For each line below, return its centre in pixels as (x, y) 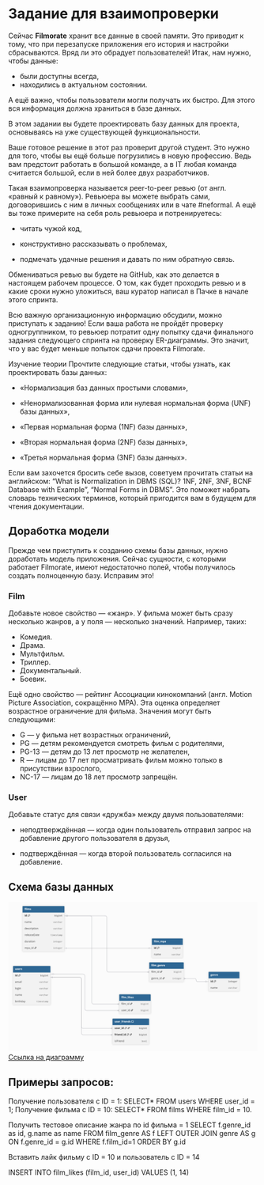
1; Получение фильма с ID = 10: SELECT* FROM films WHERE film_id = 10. (130, 1110)
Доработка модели (59, 531)
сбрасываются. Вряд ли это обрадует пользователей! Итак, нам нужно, (130, 52)
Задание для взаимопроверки (113, 14)
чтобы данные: (33, 61)
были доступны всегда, (59, 76)
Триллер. (35, 662)
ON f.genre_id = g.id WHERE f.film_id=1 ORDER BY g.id (97, 1142)
